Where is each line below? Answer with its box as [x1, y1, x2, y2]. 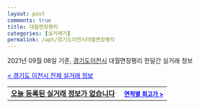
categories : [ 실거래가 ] [7, 29, 71, 37]
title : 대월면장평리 [7, 23, 58, 30]
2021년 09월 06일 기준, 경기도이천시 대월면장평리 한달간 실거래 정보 [7, 57, 194, 65]
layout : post [7, 10, 45, 18]
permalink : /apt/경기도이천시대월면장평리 [7, 36, 115, 43]
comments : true [7, 17, 52, 24]
